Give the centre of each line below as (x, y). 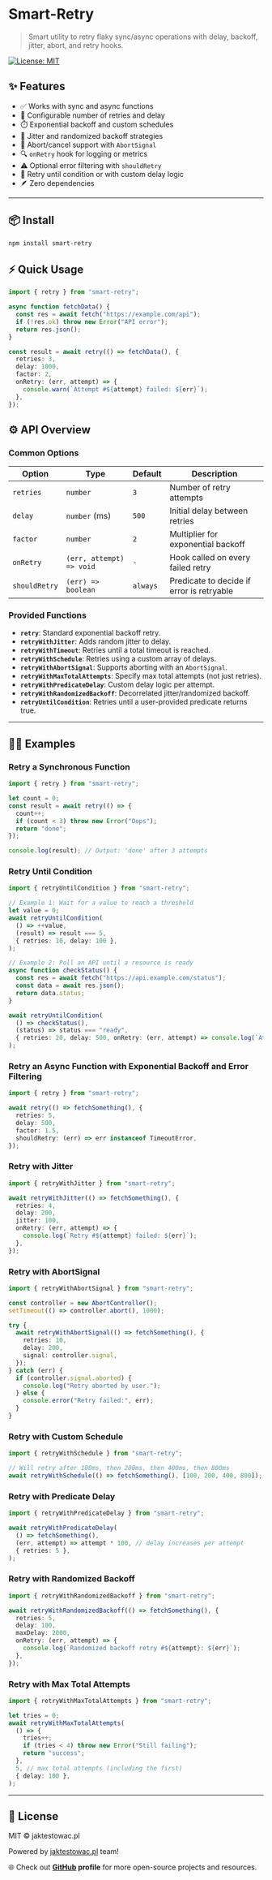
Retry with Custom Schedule (66, 1436)
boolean (81, 590)
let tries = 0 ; (34, 1715)
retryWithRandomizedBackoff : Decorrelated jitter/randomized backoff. (135, 693)
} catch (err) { (36, 1370)
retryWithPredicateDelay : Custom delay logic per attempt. (117, 685)
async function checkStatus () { (63, 971)
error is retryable (201, 591)
